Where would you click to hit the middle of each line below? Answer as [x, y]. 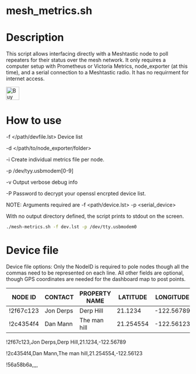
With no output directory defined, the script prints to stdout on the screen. [95, 216]
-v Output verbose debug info [42, 182]
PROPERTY [95, 293]
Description [35, 38]
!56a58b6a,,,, [22, 365]
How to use [34, 121]
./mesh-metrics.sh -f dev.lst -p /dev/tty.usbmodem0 [71, 227]
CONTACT [59, 297]
